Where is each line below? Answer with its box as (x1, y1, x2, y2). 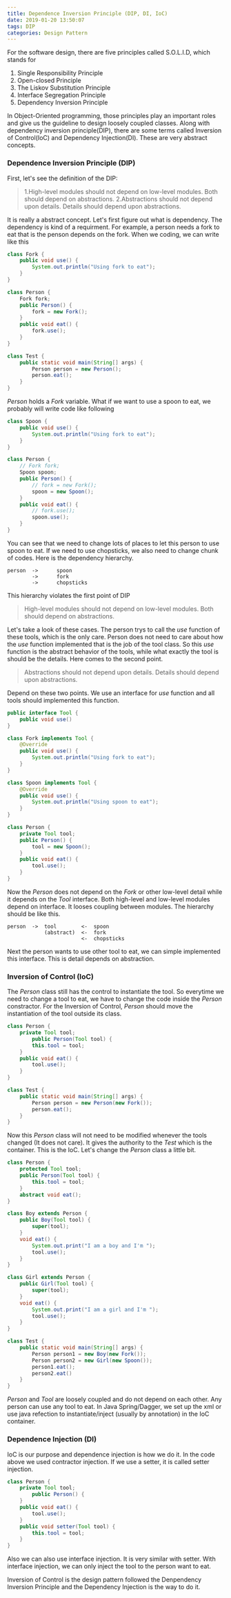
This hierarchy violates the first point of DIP (7, 591, 130, 599)
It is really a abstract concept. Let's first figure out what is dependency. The (7, 215, 223, 224)
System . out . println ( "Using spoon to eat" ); (32, 799, 159, 806)
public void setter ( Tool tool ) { (19, 1523, 116, 1530)
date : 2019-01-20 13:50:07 (7, 17, 85, 23)
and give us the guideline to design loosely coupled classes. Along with (7, 119, 210, 128)
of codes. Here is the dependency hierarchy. (7, 554, 134, 562)
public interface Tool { (7, 709, 79, 717)
